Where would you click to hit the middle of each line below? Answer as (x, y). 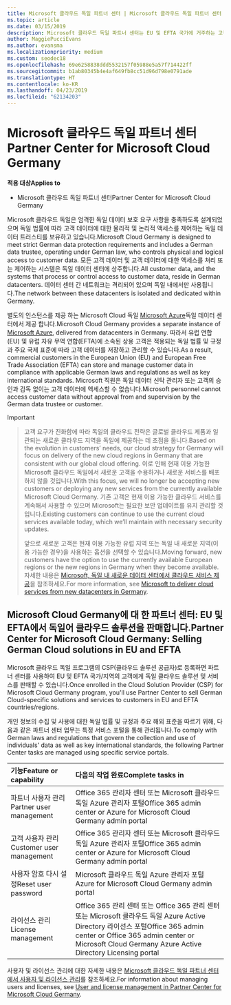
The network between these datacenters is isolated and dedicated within (118, 293)
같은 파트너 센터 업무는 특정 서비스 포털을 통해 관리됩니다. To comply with (118, 730)
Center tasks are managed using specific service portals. (88, 752)
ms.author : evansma (35, 46)
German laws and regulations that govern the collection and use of (101, 737)
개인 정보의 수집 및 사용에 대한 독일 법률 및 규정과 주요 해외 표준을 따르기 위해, (111, 721)
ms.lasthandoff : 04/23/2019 (47, 90)
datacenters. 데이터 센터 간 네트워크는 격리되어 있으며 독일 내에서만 (98, 284)
